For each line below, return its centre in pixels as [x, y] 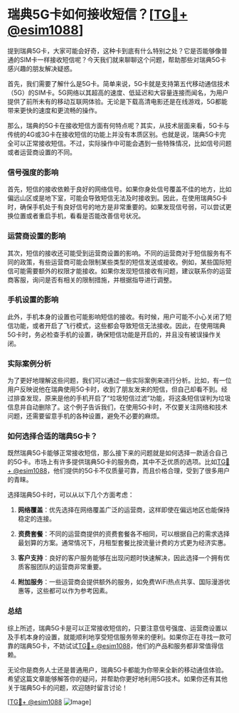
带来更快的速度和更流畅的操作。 [54, 110]
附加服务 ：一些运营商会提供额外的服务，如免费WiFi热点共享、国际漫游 [121, 582]
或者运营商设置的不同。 [42, 152]
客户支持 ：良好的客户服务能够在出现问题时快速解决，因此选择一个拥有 [121, 558]
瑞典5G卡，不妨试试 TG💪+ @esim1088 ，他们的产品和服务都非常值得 [119, 645]
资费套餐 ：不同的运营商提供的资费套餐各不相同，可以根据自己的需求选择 [123, 534]
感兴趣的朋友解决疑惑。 [42, 68]
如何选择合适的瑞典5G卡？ [53, 436]
